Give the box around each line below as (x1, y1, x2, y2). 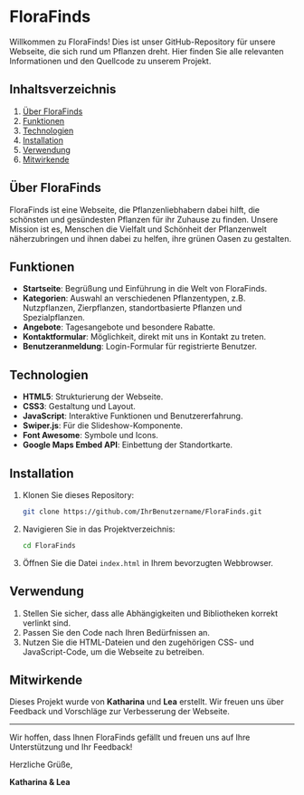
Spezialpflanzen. (22, 312, 85, 323)
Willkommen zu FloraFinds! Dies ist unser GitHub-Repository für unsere (9, 36, 276, 47)
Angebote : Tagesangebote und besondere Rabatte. (22, 321, 215, 332)
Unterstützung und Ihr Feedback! (9, 742, 133, 752)
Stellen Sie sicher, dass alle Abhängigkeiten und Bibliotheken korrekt (22, 608, 279, 618)
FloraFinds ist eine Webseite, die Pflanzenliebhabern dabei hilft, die (9, 204, 261, 215)
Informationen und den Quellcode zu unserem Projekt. (9, 55, 212, 66)
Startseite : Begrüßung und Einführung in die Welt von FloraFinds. (22, 283, 268, 294)
